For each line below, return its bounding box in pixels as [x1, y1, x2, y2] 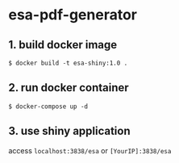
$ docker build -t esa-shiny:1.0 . [8, 59, 128, 67]
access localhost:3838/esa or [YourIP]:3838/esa [8, 145, 172, 155]
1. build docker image [8, 38, 118, 52]
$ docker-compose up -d [8, 102, 89, 111]
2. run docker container [8, 81, 129, 94]
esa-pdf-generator [8, 6, 137, 24]
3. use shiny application [8, 124, 131, 138]
